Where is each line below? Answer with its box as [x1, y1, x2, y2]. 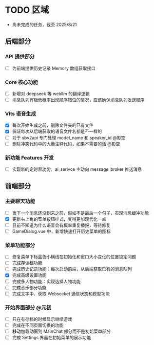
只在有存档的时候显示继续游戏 [12, 316, 72, 322]
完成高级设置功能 [12, 272, 47, 278]
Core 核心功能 [5, 79, 38, 86]
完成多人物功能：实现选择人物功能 [12, 278, 81, 284]
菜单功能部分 [5, 242, 36, 249]
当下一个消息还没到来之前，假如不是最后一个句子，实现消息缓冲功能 [12, 210, 149, 216]
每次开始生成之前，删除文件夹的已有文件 [12, 122, 94, 128]
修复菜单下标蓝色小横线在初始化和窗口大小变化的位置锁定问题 [12, 254, 136, 260]
